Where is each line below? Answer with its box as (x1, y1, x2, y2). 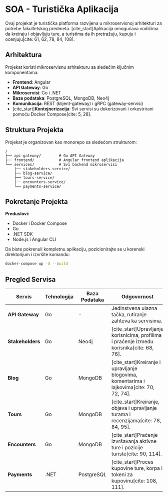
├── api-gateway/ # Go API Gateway (5, 153, 95, 158)
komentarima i (111, 378, 145, 385)
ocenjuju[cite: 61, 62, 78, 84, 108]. (5, 36, 75, 42)
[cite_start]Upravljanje (111, 325, 164, 332)
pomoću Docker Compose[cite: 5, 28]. (12, 111, 91, 117)
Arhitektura (5, 51, 42, 59)
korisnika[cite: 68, (111, 344, 154, 351)
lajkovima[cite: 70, (111, 384, 155, 391)
